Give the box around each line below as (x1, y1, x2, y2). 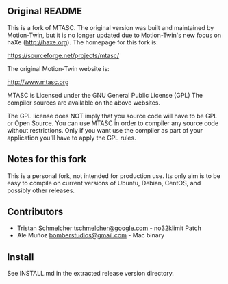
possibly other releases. (7, 186, 75, 194)
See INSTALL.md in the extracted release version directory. (7, 270, 175, 278)
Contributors (7, 206, 64, 218)
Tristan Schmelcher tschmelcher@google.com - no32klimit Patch (16, 224, 202, 232)
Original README (7, 5, 83, 17)
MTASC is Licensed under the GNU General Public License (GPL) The (7, 91, 203, 99)
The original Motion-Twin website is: (7, 64, 110, 73)
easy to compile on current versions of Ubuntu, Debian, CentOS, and (7, 179, 201, 187)
